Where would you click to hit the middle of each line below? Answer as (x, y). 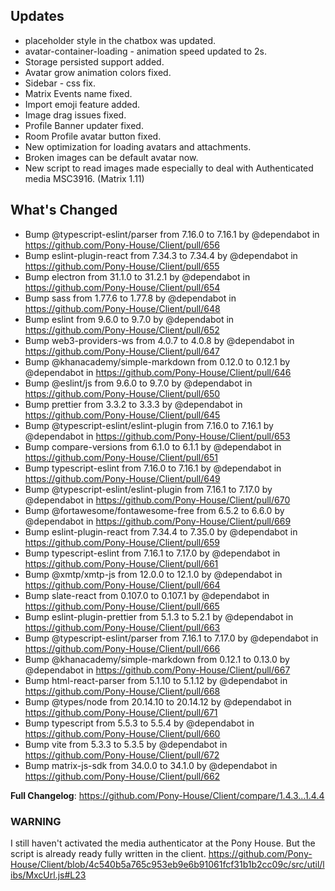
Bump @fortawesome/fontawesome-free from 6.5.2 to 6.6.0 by (154, 510)
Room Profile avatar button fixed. (93, 136)
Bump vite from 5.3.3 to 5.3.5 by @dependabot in (126, 744)
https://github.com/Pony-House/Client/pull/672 (122, 755)
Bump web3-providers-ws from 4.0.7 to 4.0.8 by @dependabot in (159, 340)
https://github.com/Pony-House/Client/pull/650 (122, 393)
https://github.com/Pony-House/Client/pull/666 (122, 648)
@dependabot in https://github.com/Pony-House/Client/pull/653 (157, 436)
